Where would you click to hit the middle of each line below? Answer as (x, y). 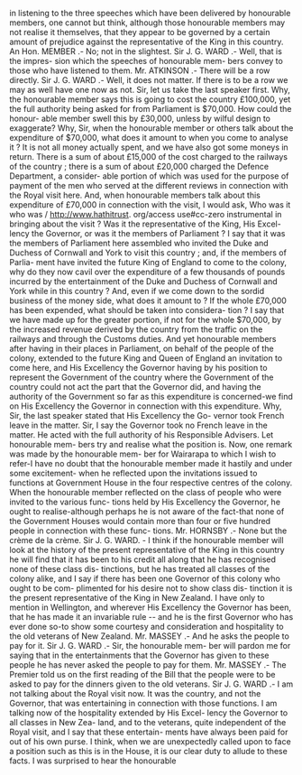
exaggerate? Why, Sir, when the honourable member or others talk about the (151, 128)
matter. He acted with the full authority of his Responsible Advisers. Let (142, 435)
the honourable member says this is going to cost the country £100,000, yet (150, 99)
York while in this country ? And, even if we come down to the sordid (137, 291)
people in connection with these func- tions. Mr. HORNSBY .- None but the (148, 531)
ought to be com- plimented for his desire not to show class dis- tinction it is (151, 588)
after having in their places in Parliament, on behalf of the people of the (142, 348)
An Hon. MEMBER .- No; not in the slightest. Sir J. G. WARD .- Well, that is (146, 51)
